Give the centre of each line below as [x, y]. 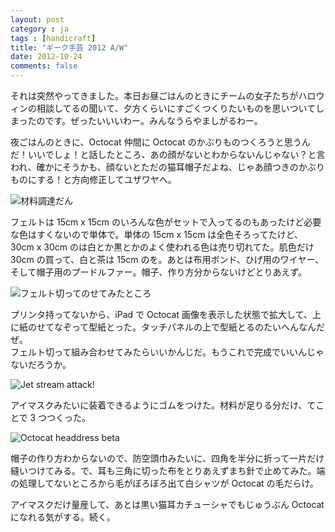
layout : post [37, 19]
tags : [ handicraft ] [53, 38]
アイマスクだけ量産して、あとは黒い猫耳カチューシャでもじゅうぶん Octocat [167, 504]
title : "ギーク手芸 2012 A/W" [69, 47]
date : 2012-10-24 [46, 57]
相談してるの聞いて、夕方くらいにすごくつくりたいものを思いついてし [180, 108]
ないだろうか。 [41, 364]
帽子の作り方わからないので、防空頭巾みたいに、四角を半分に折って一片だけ [167, 458]
